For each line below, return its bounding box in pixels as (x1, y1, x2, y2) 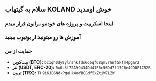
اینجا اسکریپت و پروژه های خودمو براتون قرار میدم (5, 20, 113, 27)
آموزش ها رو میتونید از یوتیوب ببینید (5, 34, 81, 41)
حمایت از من (5, 48, 32, 55)
